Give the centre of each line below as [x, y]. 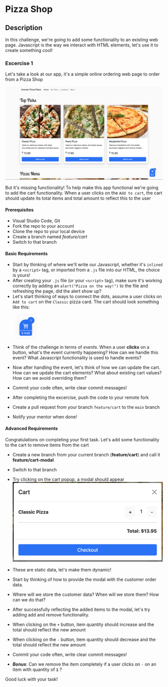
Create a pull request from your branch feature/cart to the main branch [86, 407]
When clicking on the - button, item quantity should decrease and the [84, 639]
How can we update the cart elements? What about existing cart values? [87, 373]
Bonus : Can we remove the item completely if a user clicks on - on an [84, 664]
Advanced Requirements [32, 428]
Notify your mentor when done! [45, 417]
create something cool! [29, 50]
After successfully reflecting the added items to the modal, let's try [81, 609]
